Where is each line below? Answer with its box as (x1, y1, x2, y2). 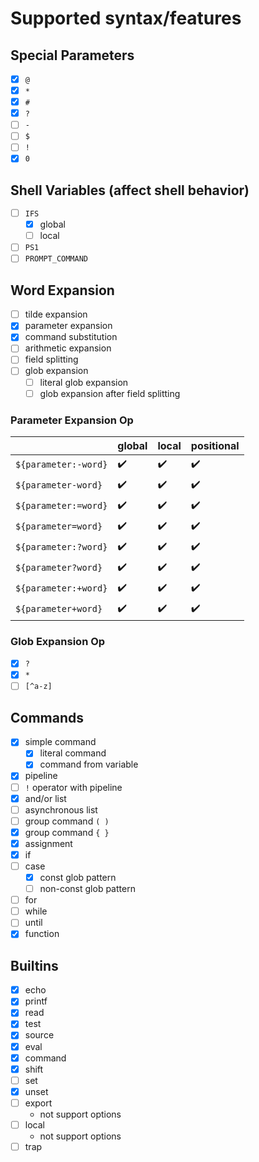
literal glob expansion (39, 376, 129, 388)
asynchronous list (24, 803, 98, 816)
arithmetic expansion (24, 342, 112, 354)
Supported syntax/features (10, 7, 242, 30)
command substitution (24, 331, 118, 343)
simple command (24, 736, 97, 748)
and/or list (24, 792, 67, 804)
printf (24, 995, 48, 1007)
